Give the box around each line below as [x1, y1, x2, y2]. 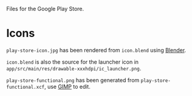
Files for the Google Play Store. [6, 5, 84, 12]
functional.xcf [6, 84, 45, 90]
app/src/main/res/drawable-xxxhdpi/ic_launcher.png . [6, 64, 142, 72]
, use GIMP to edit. [44, 83, 91, 90]
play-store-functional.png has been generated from [6, 76, 140, 84]
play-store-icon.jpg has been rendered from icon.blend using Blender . [6, 46, 187, 53]
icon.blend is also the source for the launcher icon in [6, 58, 139, 66]
